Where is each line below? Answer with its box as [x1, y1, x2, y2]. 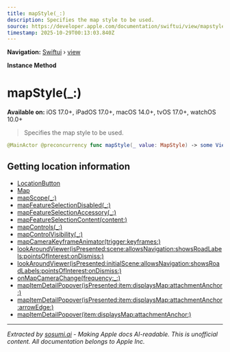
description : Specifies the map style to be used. [7, 16, 155, 23]
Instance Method [7, 61, 57, 69]
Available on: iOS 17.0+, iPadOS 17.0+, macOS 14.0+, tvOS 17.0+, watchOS [7, 108, 216, 117]
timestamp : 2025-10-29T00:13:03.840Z [7, 29, 115, 36]
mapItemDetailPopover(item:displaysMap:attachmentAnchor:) [16, 310, 192, 318]
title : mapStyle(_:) [7, 10, 66, 17]
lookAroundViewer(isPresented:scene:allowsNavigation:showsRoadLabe [16, 244, 222, 253]
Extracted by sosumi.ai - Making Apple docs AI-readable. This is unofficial [7, 330, 218, 338]
